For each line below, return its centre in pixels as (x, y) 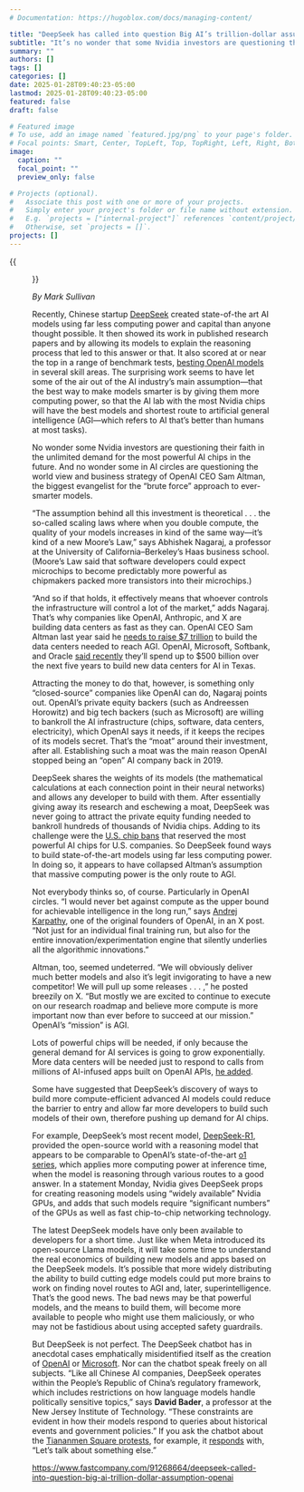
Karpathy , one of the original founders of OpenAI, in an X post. (148, 921)
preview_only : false (56, 177)
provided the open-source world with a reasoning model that (146, 1145)
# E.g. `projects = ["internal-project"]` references (117, 219)
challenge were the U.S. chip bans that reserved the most (139, 835)
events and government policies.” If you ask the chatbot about (148, 1430)
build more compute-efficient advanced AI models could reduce (152, 1098)
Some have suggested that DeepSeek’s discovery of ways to (145, 1088)
